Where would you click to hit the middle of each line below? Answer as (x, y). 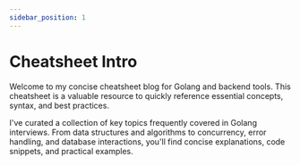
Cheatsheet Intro (73, 61)
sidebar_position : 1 (48, 17)
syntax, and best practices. (60, 105)
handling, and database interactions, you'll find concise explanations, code (147, 141)
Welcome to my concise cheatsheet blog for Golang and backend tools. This (150, 87)
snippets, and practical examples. (71, 151)
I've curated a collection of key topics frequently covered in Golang (133, 122)
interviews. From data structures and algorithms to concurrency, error (138, 132)
